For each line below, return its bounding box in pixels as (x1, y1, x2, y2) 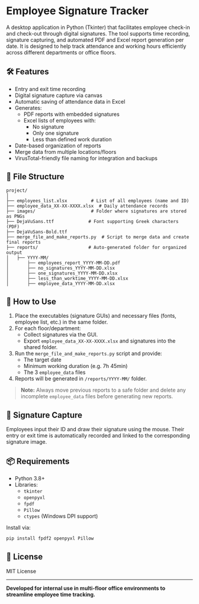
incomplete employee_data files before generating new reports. (20, 393, 174, 400)
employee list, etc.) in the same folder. (14, 318, 108, 326)
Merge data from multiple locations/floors (14, 148, 117, 155)
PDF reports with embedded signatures (23, 111, 120, 118)
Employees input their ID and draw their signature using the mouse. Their (6, 426, 185, 433)
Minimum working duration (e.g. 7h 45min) (23, 363, 128, 370)
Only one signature (32, 129, 79, 137)
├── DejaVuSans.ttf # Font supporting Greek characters (6, 218, 179, 224)
